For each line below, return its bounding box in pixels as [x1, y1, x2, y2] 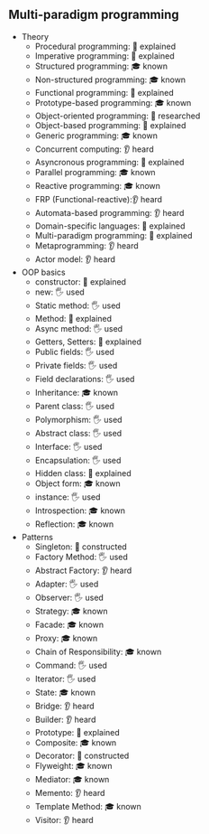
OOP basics [21, 267, 66, 277]
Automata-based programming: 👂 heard [34, 207, 185, 218]
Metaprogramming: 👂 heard [34, 239, 139, 251]
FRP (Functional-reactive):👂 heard [34, 193, 163, 204]
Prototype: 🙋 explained [34, 726, 121, 737]
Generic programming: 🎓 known [34, 130, 159, 141]
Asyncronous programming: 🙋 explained [34, 156, 185, 167]
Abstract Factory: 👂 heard [34, 565, 132, 576]
